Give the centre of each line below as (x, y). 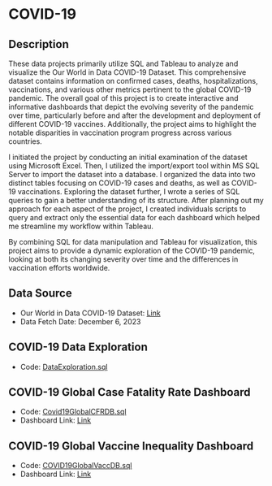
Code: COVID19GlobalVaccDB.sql (76, 466)
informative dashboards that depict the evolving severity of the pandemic (131, 107)
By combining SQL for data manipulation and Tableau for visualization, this (133, 242)
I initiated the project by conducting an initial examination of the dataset (128, 157)
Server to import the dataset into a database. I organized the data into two (132, 174)
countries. (25, 141)
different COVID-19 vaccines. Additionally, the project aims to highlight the (133, 124)
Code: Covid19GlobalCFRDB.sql (73, 412)
